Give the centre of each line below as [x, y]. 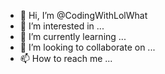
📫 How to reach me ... [66, 58]
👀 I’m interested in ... [62, 26]
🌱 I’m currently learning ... [73, 36]
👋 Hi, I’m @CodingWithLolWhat [83, 15]
